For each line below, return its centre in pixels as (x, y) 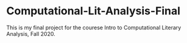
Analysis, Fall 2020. (31, 33)
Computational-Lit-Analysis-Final (94, 11)
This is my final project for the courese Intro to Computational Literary (94, 27)
